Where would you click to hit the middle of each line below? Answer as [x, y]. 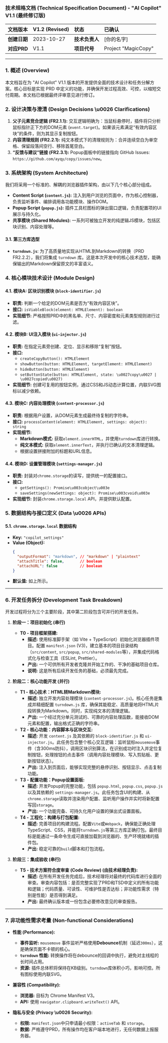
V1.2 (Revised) [51, 30]
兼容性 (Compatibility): [36, 985]
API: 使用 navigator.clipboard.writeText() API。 [71, 1002]
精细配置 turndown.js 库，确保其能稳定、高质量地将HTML [95, 704]
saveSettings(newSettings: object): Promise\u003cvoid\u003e [85, 493]
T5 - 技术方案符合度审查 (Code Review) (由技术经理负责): [79, 870]
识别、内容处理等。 [36, 227]
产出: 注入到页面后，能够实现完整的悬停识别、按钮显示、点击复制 [94, 767]
